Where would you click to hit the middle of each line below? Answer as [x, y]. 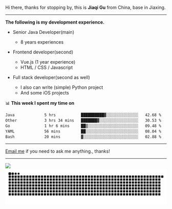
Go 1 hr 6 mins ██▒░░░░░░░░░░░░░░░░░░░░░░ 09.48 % [83, 126]
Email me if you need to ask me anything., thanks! [58, 151]
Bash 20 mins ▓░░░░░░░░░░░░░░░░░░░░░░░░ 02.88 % [83, 137]
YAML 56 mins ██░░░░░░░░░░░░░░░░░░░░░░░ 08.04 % [83, 131]
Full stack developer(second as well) [51, 77]
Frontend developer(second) [43, 52]
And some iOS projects [45, 93]
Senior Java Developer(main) [43, 32]
